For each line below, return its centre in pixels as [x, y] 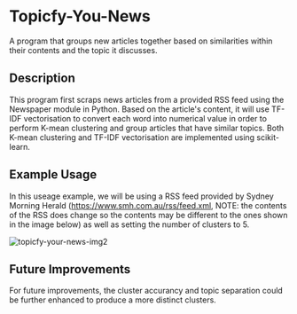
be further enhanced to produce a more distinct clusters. [113, 300]
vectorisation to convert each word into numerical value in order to [145, 118]
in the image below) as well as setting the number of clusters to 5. [129, 224]
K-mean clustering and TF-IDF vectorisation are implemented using [132, 137]
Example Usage [53, 175]
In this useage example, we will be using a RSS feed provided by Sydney [141, 196]
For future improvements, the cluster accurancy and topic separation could [146, 291]
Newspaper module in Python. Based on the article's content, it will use [140, 109]
